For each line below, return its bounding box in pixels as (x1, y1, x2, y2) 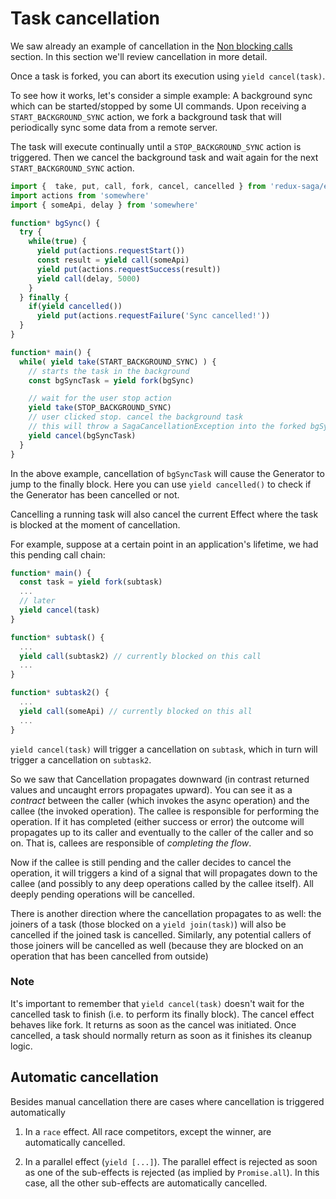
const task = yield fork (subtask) (19, 577, 163, 587)
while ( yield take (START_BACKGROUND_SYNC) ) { (19, 357, 217, 367)
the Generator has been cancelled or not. (10, 488, 180, 501)
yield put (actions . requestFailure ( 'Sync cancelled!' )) (36, 311, 271, 321)
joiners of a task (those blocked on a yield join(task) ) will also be (10, 918, 287, 930)
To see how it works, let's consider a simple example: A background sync (10, 89, 313, 101)
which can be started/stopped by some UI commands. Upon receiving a (10, 100, 307, 112)
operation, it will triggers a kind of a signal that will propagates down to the (10, 867, 318, 879)
